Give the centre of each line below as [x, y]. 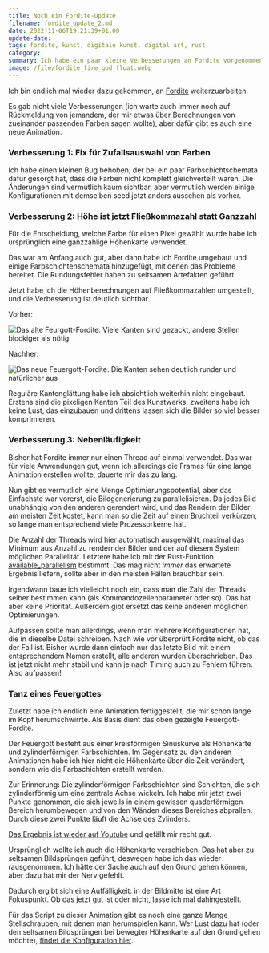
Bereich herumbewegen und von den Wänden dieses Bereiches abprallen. [130, 810]
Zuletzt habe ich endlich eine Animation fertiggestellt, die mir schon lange [130, 711]
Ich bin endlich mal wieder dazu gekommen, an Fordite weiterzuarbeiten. [128, 91]
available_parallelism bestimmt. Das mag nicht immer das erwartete [120, 565]
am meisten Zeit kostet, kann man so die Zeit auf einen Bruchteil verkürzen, [133, 515]
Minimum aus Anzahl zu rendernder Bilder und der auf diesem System [124, 548]
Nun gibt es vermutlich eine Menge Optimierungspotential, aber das [120, 490]
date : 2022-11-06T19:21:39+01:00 [64, 30]
